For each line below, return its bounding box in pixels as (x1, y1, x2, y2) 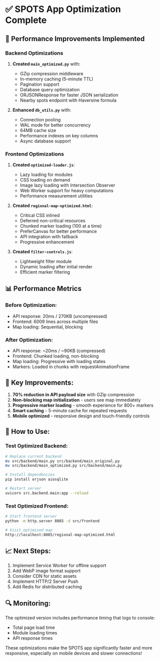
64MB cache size (20, 127, 56, 133)
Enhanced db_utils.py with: (12, 107, 71, 113)
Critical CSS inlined (20, 212, 60, 219)
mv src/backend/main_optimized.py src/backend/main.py (5, 463, 122, 468)
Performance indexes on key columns (20, 132, 98, 138)
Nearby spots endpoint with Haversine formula (20, 97, 117, 103)
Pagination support (20, 81, 60, 87)
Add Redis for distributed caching (12, 584, 82, 590)
